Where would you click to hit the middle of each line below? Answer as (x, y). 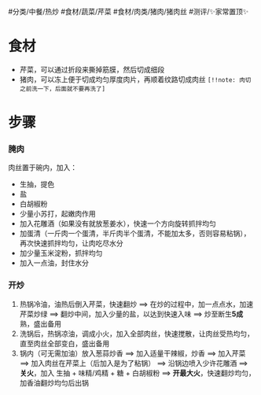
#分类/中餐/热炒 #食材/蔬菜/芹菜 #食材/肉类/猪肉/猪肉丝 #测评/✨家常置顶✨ (129, 11)
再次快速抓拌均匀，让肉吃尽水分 (71, 243)
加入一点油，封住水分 (54, 263)
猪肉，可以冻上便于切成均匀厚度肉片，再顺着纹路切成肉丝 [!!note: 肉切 (135, 79)
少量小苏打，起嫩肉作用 (57, 214)
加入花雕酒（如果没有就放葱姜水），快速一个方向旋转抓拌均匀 (118, 223)
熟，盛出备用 (40, 323)
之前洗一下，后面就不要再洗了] (62, 89)
